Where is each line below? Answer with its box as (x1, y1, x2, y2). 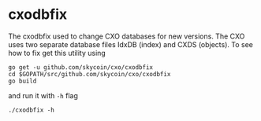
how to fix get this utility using (8, 48, 106, 57)
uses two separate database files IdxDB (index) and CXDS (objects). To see (8, 39, 254, 49)
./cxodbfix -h (8, 106, 55, 114)
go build (8, 77, 37, 85)
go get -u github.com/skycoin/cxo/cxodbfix (8, 63, 154, 71)
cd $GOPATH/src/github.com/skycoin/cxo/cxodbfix (8, 70, 171, 78)
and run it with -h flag (8, 90, 79, 100)
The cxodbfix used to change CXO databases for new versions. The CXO (8, 31, 245, 41)
